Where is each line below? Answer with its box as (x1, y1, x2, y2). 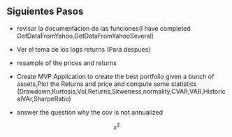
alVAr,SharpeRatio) (16, 94, 71, 103)
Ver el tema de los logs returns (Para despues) (16, 45, 151, 53)
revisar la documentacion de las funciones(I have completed (16, 24, 191, 32)
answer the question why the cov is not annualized (16, 108, 164, 116)
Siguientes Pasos (6, 6, 84, 17)
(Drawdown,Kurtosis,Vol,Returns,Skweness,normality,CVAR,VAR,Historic (16, 87, 226, 95)
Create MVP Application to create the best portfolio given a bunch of (16, 72, 215, 80)
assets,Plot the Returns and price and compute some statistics (16, 80, 197, 88)
